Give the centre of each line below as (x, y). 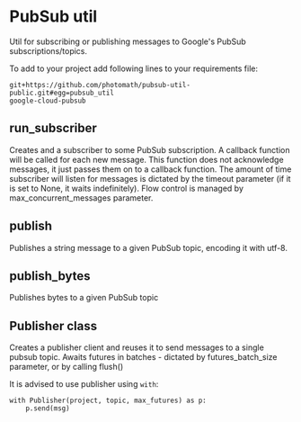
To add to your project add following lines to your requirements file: (134, 68)
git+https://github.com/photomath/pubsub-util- (100, 85)
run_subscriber (53, 128)
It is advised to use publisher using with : (84, 384)
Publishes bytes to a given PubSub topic (84, 298)
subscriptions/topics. (49, 50)
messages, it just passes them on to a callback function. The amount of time (150, 169)
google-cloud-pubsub (48, 101)
